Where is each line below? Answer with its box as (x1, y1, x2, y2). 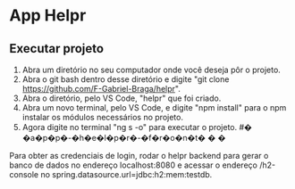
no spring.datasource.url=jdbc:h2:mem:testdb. (39, 169, 213, 179)
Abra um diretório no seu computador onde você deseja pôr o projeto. (21, 64, 282, 75)
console (9, 169, 39, 179)
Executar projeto (9, 41, 105, 56)
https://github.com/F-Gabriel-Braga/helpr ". (21, 84, 181, 94)
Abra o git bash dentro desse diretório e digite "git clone (21, 74, 230, 85)
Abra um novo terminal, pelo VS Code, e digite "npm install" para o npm (21, 103, 287, 112)
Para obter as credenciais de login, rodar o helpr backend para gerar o (9, 151, 269, 160)
